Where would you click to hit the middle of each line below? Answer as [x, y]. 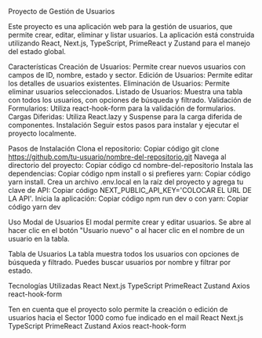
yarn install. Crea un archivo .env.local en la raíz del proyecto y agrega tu [126, 182]
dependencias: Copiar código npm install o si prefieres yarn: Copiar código [129, 173]
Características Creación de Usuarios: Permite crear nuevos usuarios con [127, 67]
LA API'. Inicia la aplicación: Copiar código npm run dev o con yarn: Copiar [128, 198]
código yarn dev [35, 207]
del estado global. [37, 51]
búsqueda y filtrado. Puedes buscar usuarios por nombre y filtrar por [120, 262]
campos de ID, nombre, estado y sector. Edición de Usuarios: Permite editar [131, 75]
